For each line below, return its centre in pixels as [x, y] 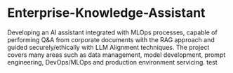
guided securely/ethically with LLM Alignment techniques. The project [108, 47]
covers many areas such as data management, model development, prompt [116, 55]
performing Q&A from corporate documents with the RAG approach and [111, 39]
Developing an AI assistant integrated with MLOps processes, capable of [112, 32]
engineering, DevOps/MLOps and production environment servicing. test [112, 62]
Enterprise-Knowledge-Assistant [106, 13]
